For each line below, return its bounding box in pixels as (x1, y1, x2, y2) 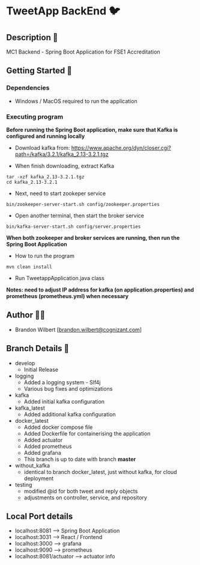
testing (14, 481, 32, 488)
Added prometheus (23, 443, 72, 450)
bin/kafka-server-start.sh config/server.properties (6, 223, 141, 229)
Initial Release (23, 366, 59, 373)
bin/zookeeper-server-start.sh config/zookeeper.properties (6, 201, 160, 207)
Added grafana (23, 449, 61, 456)
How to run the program (14, 252, 75, 259)
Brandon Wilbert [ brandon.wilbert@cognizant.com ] (14, 326, 142, 333)
